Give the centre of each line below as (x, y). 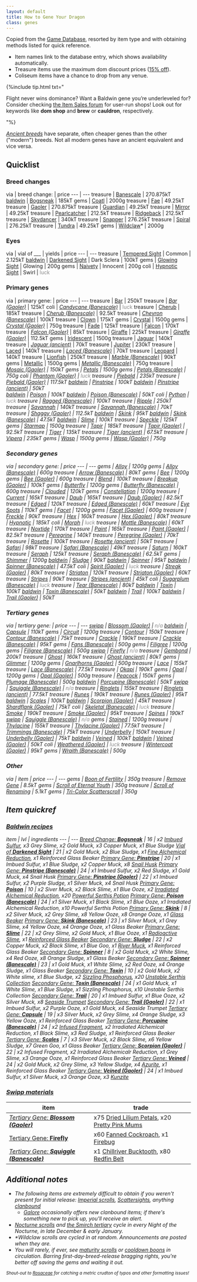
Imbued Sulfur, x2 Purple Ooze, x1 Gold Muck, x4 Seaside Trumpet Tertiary (97, 1008)
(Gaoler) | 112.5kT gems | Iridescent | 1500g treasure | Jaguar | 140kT (90, 338)
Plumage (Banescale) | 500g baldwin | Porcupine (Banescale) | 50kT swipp (97, 682)
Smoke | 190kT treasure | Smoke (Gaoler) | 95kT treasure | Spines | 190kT (95, 713)
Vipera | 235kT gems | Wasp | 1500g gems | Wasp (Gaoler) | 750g (86, 438)
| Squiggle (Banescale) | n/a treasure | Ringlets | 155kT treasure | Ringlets (95, 688)
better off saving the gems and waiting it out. (69, 1263)
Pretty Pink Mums (118, 1125)
